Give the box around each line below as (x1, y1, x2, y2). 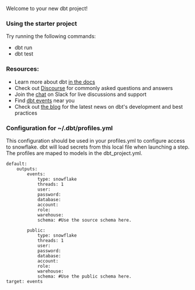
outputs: (16, 166, 38, 172)
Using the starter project (6, 19, 78, 27)
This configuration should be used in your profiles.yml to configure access (6, 137, 185, 144)
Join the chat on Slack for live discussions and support (14, 91, 147, 98)
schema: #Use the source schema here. (37, 217, 132, 223)
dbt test (14, 50, 34, 57)
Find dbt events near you (14, 96, 75, 104)
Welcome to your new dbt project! (6, 5, 88, 12)
